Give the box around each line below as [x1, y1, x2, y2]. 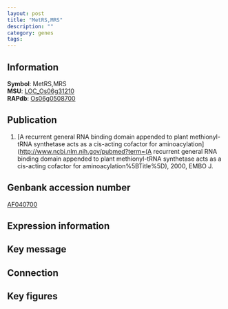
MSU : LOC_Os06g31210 [7, 87, 74, 95]
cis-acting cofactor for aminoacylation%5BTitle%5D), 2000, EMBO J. [17, 161, 214, 170]
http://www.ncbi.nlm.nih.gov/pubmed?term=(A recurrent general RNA [19, 147, 218, 155]
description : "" [7, 23, 54, 30]
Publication [7, 114, 57, 126]
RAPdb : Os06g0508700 [7, 94, 76, 102]
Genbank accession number [7, 182, 131, 194]
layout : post [7, 10, 45, 17]
